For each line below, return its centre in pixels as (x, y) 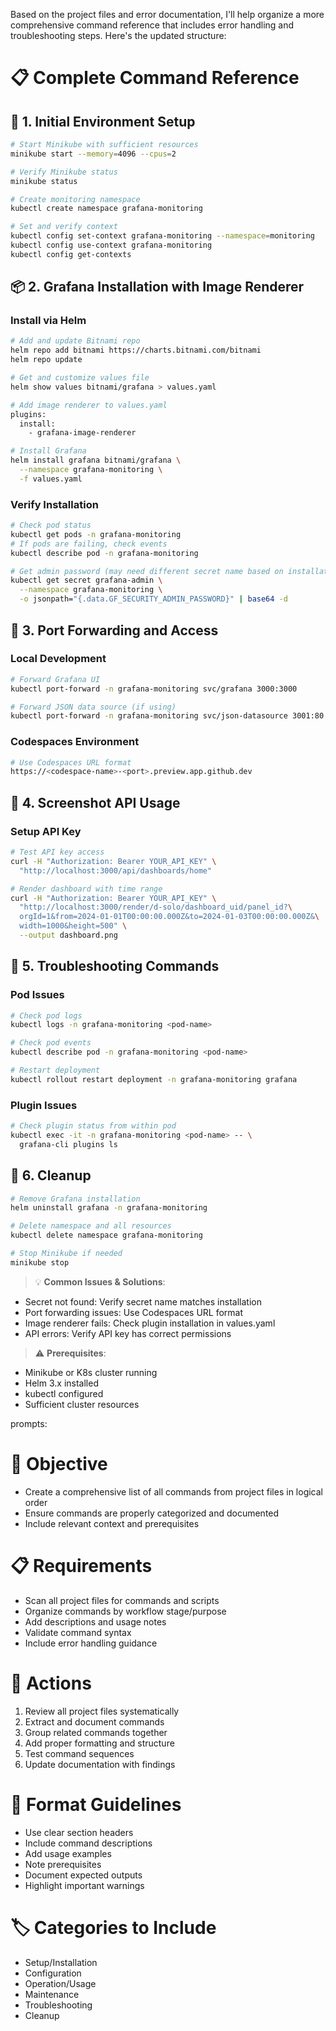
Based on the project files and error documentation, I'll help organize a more (167, 14)
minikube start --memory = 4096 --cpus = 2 (93, 154)
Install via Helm (48, 321)
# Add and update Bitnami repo (75, 341)
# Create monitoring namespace (75, 199)
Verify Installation (54, 504)
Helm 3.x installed (61, 1383)
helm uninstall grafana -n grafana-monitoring (109, 1208)
